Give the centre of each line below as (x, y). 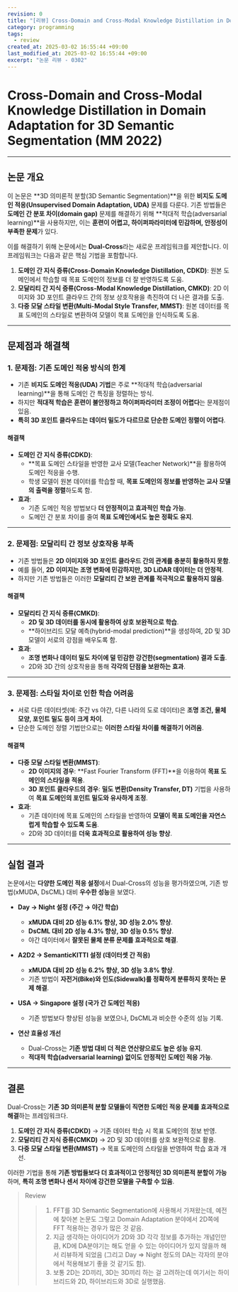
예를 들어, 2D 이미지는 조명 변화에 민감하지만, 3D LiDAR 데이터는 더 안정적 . (120, 570)
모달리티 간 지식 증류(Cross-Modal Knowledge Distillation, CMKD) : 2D (119, 288)
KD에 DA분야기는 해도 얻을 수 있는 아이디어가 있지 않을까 (141, 1246)
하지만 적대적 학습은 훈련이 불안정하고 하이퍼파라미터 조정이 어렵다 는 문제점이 (124, 403)
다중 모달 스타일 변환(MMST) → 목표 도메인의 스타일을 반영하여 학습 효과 (118, 1149)
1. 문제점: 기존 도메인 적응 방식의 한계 (67, 368)
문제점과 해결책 (39, 346)
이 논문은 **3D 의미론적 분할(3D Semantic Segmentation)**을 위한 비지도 (111, 195)
